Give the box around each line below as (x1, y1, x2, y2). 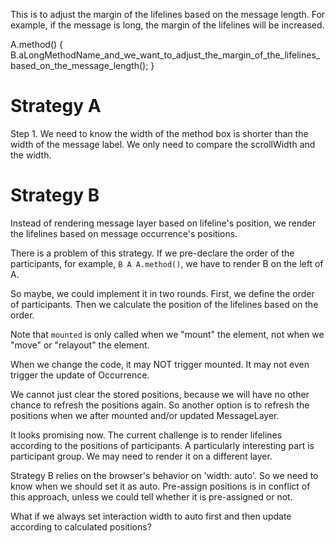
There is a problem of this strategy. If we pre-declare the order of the (10, 247, 295, 259)
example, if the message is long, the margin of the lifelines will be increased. (10, 19, 325, 31)
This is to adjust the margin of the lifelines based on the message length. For (10, 9, 326, 20)
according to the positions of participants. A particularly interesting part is (10, 439, 315, 451)
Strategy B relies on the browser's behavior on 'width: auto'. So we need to (10, 469, 319, 481)
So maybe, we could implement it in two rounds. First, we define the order (10, 287, 315, 299)
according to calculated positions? (10, 520, 152, 533)
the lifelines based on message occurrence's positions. (10, 227, 238, 239)
